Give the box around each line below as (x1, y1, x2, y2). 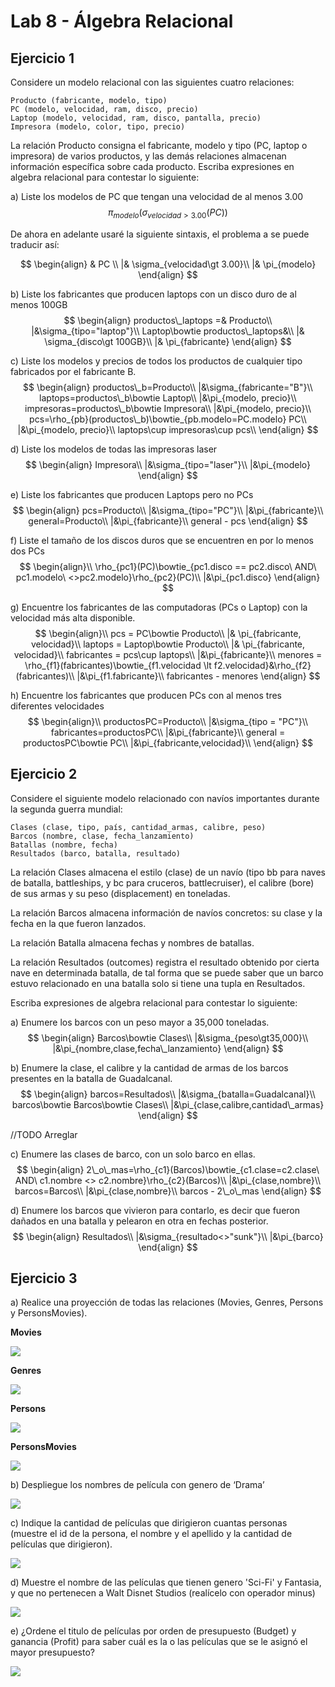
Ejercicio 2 (10, 766, 78, 783)
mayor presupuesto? (10, 1646, 95, 1659)
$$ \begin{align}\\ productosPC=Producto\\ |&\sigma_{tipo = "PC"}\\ (27, 715, 309, 727)
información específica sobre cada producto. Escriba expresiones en (10, 161, 295, 172)
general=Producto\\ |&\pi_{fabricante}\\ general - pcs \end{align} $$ (28, 515, 308, 527)
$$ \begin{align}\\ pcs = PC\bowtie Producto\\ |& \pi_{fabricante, (34, 627, 302, 639)
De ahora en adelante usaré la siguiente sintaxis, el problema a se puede (10, 228, 310, 240)
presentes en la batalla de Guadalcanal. (10, 1072, 173, 1084)
